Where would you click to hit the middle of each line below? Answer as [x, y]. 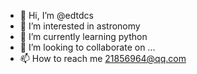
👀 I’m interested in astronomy [80, 26]
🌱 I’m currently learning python [83, 36]
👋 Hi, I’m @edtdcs [56, 15]
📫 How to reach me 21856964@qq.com [103, 58]
